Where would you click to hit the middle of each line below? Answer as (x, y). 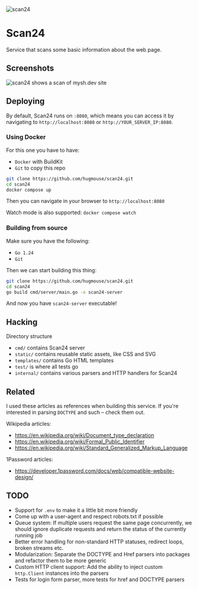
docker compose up (29, 190)
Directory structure (29, 336)
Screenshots (30, 69)
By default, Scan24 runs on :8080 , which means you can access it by (90, 116)
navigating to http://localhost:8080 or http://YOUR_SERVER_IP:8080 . (90, 122)
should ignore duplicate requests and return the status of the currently (100, 529)
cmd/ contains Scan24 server (50, 348)
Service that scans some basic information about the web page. (84, 49)
